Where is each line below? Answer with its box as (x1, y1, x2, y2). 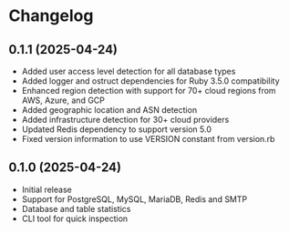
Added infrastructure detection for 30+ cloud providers (21, 115, 230, 125)
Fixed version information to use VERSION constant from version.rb (21, 134, 275, 144)
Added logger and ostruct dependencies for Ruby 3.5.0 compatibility (21, 76, 280, 86)
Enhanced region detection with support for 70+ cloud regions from (21, 86, 276, 96)
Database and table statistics (21, 203, 131, 214)
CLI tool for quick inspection (21, 213, 129, 224)
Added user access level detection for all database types (21, 66, 236, 76)
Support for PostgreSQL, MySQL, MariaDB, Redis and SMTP (21, 193, 248, 205)
